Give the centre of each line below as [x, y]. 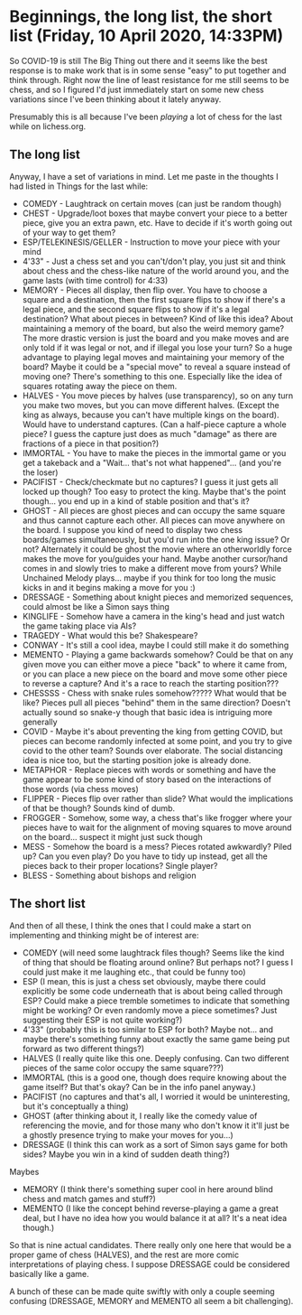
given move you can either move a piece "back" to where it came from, [155, 664]
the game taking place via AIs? [79, 626]
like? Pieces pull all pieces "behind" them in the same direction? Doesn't [156, 703]
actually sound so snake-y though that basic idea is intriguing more [147, 712]
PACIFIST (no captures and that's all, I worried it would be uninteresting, [156, 1096]
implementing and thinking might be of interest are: [104, 935]
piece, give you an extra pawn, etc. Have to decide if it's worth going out [157, 222]
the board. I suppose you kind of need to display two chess [133, 529]
